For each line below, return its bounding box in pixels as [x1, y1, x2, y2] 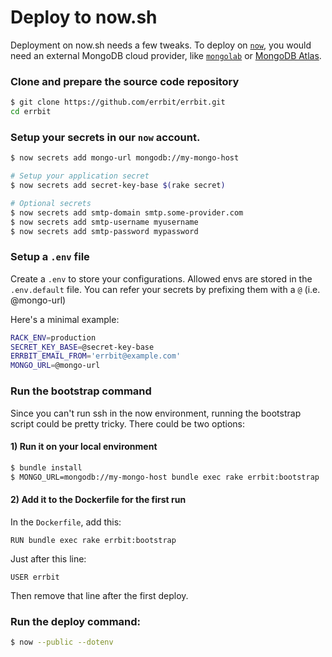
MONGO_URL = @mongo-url [10, 361, 101, 371]
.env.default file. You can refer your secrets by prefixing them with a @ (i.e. [10, 283, 321, 295]
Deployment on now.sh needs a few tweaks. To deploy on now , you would [10, 39, 312, 51]
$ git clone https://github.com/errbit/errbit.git [10, 97, 226, 108]
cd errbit [10, 107, 52, 117]
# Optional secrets [10, 198, 92, 208]
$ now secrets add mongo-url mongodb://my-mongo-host [10, 153, 240, 163]
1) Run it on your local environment [10, 441, 158, 453]
